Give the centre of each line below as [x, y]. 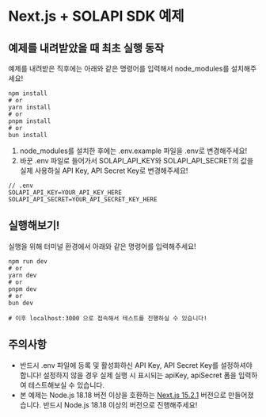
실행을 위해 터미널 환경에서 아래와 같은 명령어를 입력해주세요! [102, 246]
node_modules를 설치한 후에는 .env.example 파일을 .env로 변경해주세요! [133, 151]
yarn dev [23, 275]
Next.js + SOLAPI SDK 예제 [96, 16]
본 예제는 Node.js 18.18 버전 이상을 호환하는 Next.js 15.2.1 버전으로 [123, 395]
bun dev [21, 303]
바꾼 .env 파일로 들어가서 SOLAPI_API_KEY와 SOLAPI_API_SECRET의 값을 [137, 161]
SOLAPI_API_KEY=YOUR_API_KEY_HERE [65, 193]
